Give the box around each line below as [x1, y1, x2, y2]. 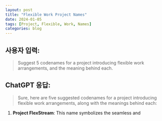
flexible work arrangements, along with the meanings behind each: [17, 100, 157, 106]
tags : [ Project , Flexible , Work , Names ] [5, 21, 92, 27]
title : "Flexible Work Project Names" [5, 12, 87, 17]
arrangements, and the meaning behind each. [17, 65, 113, 71]
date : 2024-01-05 [5, 17, 42, 22]
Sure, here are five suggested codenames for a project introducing [17, 94, 157, 101]
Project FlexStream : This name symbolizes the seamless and [12, 109, 141, 116]
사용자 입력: [5, 46, 40, 54]
